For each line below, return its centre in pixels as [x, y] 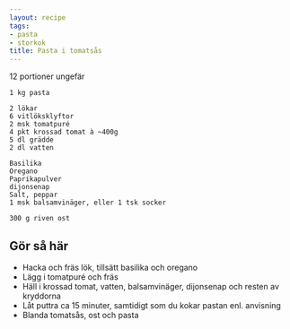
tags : [19, 26]
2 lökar [24, 108]
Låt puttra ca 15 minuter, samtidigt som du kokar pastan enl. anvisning [151, 305]
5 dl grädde [31, 140]
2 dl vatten [31, 148]
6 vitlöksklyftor [42, 117]
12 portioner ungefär [47, 76]
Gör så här [39, 246]
